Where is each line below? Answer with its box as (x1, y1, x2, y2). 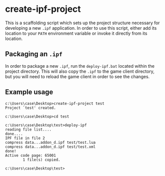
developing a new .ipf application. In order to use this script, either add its (5, 25, 157, 31)
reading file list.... (5, 127, 52, 132)
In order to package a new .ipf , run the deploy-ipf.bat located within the (5, 63, 155, 69)
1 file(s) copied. (23, 157, 61, 162)
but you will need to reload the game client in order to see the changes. (5, 73, 150, 80)
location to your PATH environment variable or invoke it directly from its (5, 30, 148, 36)
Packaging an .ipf (5, 50, 63, 58)
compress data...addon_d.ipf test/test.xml (5, 144, 96, 149)
